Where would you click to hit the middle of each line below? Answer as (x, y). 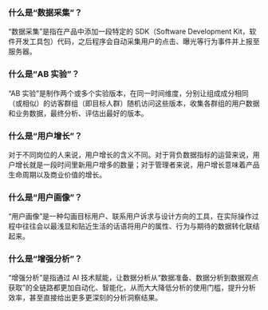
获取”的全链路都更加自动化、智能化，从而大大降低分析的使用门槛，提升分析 (132, 288)
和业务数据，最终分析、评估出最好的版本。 (78, 113)
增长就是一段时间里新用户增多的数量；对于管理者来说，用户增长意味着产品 (137, 165)
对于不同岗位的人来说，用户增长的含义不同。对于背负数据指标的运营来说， (130, 154)
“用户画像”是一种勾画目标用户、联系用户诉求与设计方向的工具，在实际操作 (130, 217)
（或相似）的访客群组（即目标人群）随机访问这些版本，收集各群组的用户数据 (134, 103)
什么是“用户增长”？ (45, 136)
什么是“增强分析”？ (45, 259)
